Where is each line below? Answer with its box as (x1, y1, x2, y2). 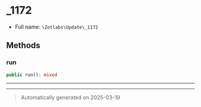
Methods (6, 40, 41, 51)
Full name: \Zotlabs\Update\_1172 (14, 23, 99, 30)
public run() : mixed (6, 72, 58, 78)
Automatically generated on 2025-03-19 (20, 93, 121, 101)
